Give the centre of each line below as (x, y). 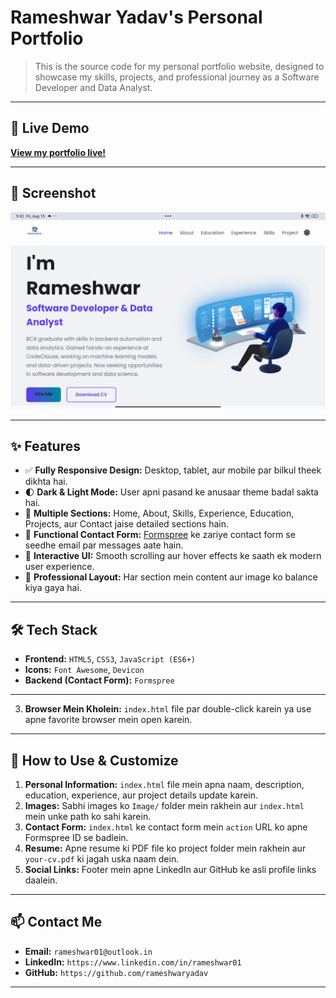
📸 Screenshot (53, 193)
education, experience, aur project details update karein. (141, 795)
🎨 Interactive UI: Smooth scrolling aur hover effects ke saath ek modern (173, 556)
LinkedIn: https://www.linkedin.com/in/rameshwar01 (133, 962)
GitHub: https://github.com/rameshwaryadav (116, 972)
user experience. (59, 567)
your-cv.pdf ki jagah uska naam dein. (102, 859)
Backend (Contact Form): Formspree (99, 680)
